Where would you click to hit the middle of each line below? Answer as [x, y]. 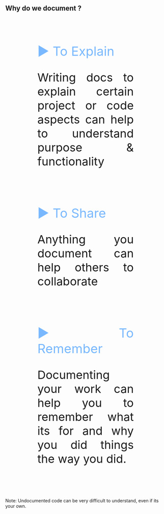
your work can [86, 389]
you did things [86, 445]
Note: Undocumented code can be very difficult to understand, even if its [82, 500]
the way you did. [82, 459]
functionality [71, 161]
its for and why [86, 431]
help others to [86, 267]
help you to [86, 403]
